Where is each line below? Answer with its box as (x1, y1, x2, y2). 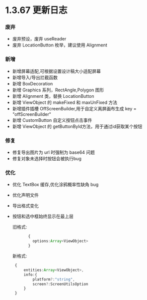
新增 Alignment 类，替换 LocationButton (12, 93, 94, 99)
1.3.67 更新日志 (5, 4, 68, 16)
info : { (23, 272, 37, 277)
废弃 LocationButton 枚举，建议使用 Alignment (12, 42, 108, 48)
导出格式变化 (12, 203, 39, 209)
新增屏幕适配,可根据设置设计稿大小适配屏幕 (12, 68, 101, 74)
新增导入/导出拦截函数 (12, 74, 58, 80)
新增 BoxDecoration (12, 80, 53, 86)
